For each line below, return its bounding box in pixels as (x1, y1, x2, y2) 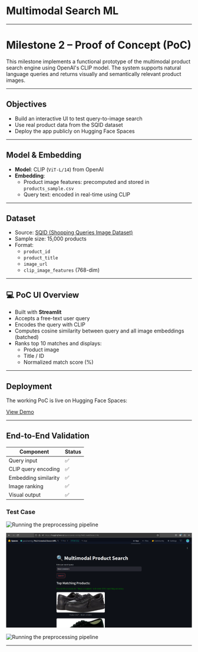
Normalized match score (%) (23, 358, 94, 366)
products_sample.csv (23, 186, 74, 192)
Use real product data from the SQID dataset (14, 121, 123, 128)
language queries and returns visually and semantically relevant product (6, 70, 181, 77)
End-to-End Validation (6, 431, 90, 441)
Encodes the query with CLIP (14, 321, 85, 328)
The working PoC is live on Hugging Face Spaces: (6, 397, 128, 404)
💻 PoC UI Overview (6, 290, 80, 300)
